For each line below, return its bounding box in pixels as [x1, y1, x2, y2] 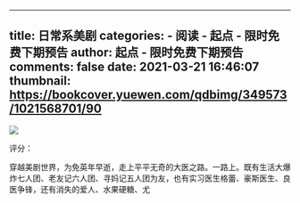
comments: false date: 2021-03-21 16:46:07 [9, 60, 260, 75]
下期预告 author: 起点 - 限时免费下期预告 [21, 45, 244, 61]
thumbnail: [9, 73, 71, 89]
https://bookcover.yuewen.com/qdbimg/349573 [9, 87, 287, 102]
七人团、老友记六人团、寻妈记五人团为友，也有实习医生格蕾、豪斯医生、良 [16, 173, 291, 183]
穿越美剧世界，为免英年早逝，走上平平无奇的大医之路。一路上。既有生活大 [9, 161, 283, 172]
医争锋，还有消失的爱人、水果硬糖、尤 [9, 183, 150, 194]
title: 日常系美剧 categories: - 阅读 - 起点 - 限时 [9, 28, 269, 44]
